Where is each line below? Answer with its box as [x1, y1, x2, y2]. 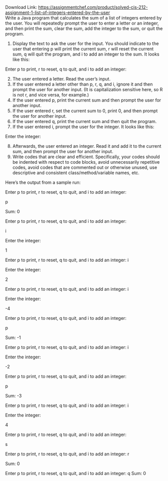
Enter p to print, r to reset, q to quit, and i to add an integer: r [5, 451, 129, 457]
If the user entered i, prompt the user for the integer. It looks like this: [12, 124, 154, 130]
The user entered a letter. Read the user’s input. [12, 76, 111, 82]
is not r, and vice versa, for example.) [12, 92, 89, 98]
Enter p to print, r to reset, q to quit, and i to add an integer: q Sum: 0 [5, 470, 146, 476]
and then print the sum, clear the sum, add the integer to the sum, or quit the [5, 26, 163, 32]
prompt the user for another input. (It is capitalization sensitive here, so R [12, 87, 163, 92]
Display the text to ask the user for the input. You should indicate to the [12, 41, 159, 47]
